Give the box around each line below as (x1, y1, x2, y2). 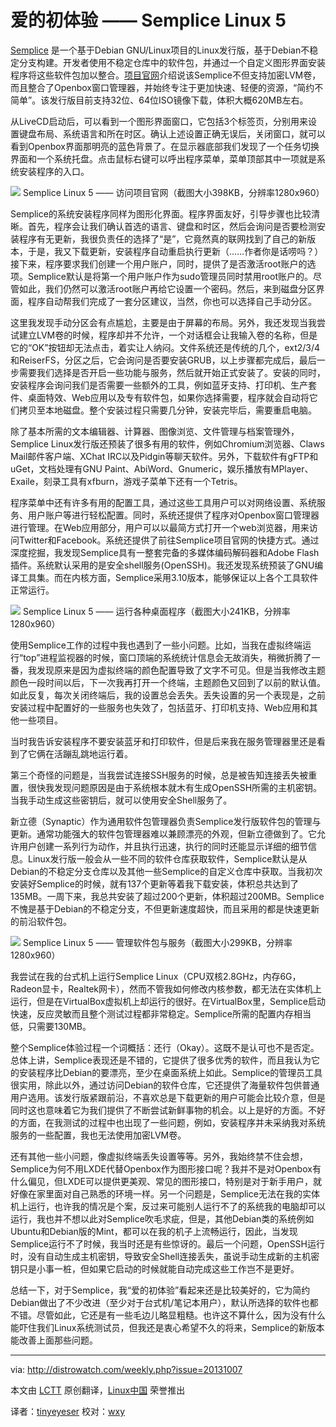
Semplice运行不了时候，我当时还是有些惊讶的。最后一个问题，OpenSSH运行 (10, 1237, 326, 1250)
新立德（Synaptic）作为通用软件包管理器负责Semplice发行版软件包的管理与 (10, 815, 322, 827)
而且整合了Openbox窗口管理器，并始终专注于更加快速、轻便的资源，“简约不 (10, 81, 324, 93)
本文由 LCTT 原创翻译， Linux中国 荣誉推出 (10, 1384, 186, 1396)
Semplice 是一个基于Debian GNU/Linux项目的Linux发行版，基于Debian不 (10, 44, 310, 56)
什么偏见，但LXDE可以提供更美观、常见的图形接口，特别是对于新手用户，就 (10, 1175, 322, 1187)
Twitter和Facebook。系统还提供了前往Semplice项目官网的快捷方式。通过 (18, 534, 320, 546)
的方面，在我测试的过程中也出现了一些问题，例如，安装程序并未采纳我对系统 (10, 1116, 326, 1128)
